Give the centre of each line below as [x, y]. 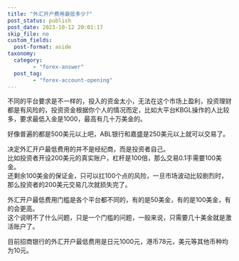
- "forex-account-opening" [73, 80]
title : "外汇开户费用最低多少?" [50, 14]
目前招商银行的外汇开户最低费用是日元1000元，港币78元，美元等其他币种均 [118, 242]
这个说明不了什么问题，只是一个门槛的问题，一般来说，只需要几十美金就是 [116, 218]
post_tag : [28, 73]
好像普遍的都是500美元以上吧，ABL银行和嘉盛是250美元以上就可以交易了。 [118, 134]
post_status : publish [39, 21]
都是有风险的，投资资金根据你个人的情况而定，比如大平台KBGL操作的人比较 [118, 110]
